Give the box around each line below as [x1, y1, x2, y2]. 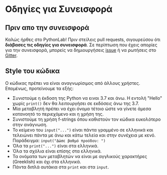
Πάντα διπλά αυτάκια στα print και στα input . [12, 164, 109, 170]
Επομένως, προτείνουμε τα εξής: [5, 85, 74, 91]
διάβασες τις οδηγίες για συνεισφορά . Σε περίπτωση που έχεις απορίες [5, 42, 158, 48]
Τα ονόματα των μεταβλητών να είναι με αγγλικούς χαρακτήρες [12, 153, 148, 159]
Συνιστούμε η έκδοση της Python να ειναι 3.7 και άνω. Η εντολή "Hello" [12, 95, 163, 101]
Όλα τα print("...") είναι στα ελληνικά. [12, 143, 99, 149]
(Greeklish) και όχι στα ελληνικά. [12, 159, 81, 165]
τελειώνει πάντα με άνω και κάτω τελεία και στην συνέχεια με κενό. [12, 132, 156, 138]
